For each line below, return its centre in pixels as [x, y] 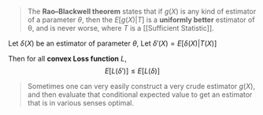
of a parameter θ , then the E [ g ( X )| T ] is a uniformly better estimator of [141, 20]
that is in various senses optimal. [80, 103]
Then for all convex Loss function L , [68, 59]
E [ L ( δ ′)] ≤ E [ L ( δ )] [132, 71]
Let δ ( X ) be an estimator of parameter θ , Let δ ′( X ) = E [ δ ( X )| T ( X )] [113, 43]
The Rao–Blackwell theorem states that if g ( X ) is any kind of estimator [142, 11]
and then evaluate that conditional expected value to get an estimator [140, 95]
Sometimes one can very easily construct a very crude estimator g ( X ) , [141, 86]
